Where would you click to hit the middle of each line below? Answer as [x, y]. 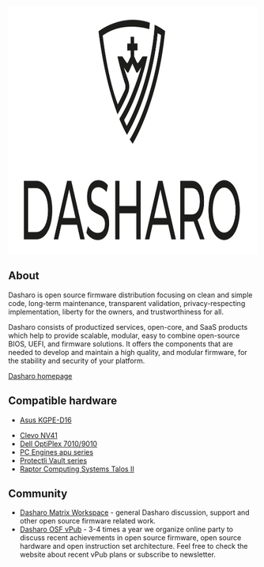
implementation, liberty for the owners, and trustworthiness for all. [116, 312]
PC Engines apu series [56, 452]
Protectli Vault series [53, 460]
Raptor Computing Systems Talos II [77, 469]
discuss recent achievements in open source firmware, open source [130, 538]
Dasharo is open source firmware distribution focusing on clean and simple [130, 295]
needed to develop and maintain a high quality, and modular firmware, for [128, 352]
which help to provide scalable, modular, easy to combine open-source [124, 335]
